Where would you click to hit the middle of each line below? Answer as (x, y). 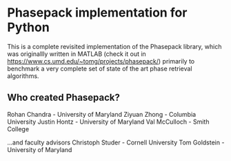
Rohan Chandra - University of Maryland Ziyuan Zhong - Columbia (102, 114)
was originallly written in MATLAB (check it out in (77, 54)
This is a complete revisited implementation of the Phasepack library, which (114, 46)
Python (28, 27)
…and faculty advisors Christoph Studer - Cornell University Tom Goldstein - (116, 142)
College (18, 129)
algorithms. (23, 76)
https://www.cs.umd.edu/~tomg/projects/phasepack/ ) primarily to (101, 61)
